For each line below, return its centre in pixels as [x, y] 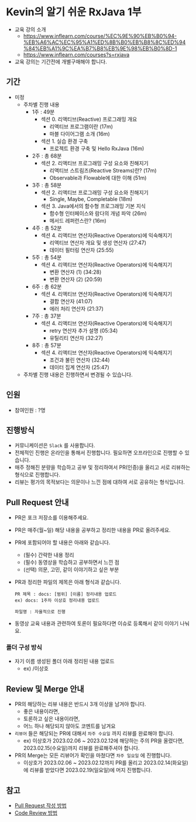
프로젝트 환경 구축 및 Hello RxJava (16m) [97, 148]
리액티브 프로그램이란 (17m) [81, 126]
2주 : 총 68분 [47, 155]
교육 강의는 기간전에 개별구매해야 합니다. [61, 62]
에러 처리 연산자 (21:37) [77, 308]
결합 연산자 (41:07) [71, 301]
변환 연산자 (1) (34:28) [75, 272]
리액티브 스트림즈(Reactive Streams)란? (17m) [103, 170]
